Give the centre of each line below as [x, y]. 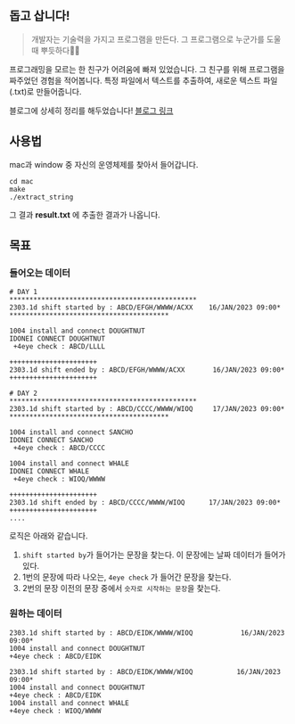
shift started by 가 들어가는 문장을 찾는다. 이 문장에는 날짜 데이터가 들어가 [154, 555]
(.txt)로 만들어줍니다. [45, 91]
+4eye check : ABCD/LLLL [59, 347]
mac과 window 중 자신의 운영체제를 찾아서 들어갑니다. [104, 164]
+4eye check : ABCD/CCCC [59, 448]
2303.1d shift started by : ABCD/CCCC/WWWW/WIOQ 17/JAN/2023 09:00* [147, 409]
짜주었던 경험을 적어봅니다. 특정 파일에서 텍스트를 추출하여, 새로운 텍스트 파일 [143, 80]
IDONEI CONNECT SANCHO [51, 440]
